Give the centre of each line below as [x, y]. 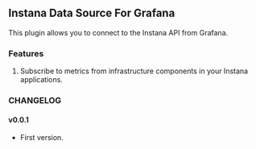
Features [26, 53]
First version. [42, 138]
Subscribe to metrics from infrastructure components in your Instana [134, 71]
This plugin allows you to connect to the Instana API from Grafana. [118, 32]
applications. [41, 80]
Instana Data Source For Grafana [92, 13]
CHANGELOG [35, 101]
